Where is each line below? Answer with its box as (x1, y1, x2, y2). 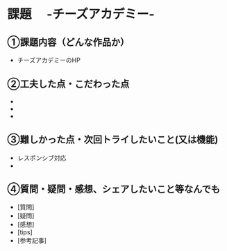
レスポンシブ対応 (17, 154, 67, 162)
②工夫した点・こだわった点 (7, 78, 130, 90)
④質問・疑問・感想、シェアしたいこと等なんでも (7, 184, 221, 195)
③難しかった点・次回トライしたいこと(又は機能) (7, 133, 219, 146)
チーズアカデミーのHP (17, 56, 81, 64)
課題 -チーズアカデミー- (7, 6, 155, 22)
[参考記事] (17, 236, 47, 245)
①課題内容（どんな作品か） (7, 36, 130, 48)
